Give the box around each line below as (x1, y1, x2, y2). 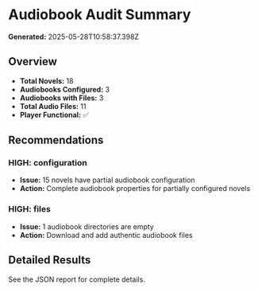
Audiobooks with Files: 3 (19, 93, 104, 103)
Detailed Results (8, 253, 91, 267)
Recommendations (8, 134, 104, 147)
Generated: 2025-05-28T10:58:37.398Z (8, 32, 140, 41)
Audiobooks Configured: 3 (19, 84, 110, 94)
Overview (8, 55, 58, 68)
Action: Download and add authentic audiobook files (19, 230, 193, 239)
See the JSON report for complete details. (8, 274, 145, 284)
